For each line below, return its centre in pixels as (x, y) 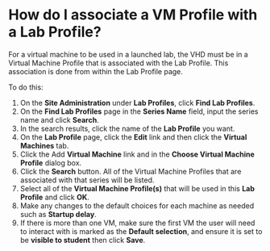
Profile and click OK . (55, 197)
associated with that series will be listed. (87, 180)
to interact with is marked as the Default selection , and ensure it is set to (141, 231)
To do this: (26, 87)
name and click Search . (59, 119)
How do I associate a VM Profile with (133, 15)
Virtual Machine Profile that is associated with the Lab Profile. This (118, 63)
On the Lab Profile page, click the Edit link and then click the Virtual (133, 137)
